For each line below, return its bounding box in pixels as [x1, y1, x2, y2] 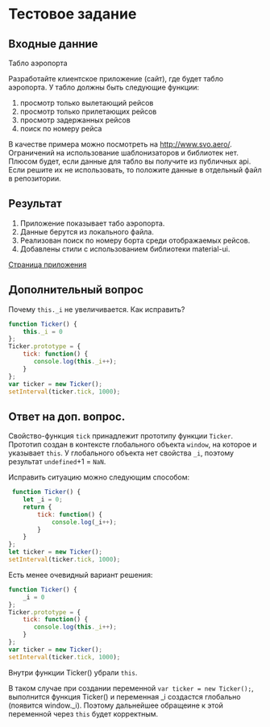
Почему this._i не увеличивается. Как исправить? [8, 304, 185, 314]
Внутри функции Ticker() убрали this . [8, 667, 138, 677]
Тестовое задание [8, 5, 137, 23]
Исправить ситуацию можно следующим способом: [8, 472, 190, 482]
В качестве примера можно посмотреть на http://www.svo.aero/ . [8, 139, 232, 149]
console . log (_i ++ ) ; [51, 517, 117, 526]
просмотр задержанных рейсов [19, 115, 131, 125]
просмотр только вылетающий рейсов [19, 98, 154, 107]
